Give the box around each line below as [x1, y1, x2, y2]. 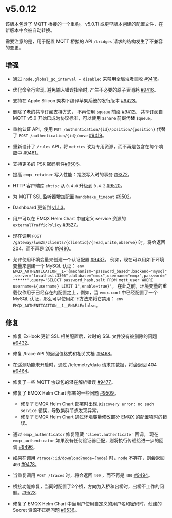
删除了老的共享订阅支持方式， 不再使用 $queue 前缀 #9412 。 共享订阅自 [12, 109, 163, 115]
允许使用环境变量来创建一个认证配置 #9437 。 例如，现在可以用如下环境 [12, 256, 164, 262]
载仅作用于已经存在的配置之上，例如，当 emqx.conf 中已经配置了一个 [12, 289, 158, 295]
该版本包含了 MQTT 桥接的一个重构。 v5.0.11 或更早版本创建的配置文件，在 [5, 21, 163, 27]
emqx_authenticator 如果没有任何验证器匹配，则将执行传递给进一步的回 [12, 437, 164, 443]
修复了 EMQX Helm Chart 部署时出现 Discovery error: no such [20, 401, 154, 407]
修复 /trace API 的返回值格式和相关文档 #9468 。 [12, 350, 115, 356]
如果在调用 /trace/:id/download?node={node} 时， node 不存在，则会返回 [12, 455, 165, 461]
